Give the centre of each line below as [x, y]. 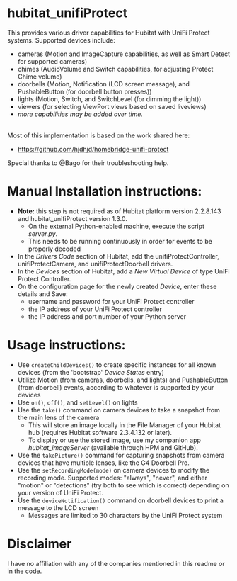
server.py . [43, 233]
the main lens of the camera [58, 417]
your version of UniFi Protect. [60, 492]
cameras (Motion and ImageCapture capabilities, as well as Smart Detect [124, 54]
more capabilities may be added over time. [80, 114]
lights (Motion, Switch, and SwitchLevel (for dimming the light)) [109, 99]
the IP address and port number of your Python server [107, 316]
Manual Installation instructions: [105, 192]
